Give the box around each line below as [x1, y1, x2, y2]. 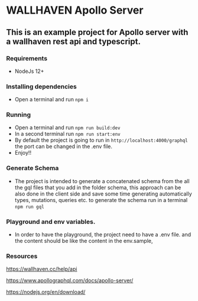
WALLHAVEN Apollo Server [6, 4, 144, 17]
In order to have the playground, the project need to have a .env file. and [14, 231, 191, 238]
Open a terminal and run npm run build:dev [14, 124, 121, 131]
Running [6, 111, 31, 119]
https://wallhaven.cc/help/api [6, 265, 77, 273]
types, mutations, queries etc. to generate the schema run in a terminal [14, 196, 188, 203]
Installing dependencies [6, 82, 77, 91]
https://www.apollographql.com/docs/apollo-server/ [6, 277, 134, 284]
